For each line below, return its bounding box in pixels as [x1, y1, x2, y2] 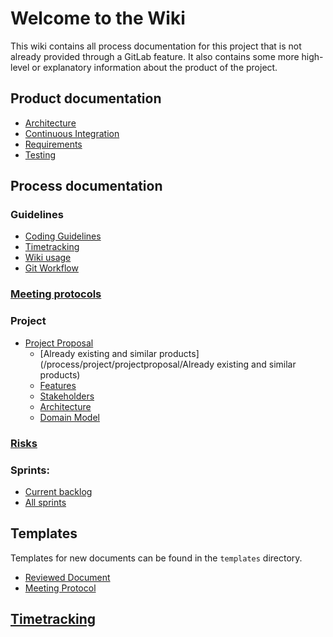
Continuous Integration [24, 127, 120, 139]
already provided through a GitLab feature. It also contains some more [10, 50, 300, 62]
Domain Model [39, 411, 100, 423]
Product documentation [10, 90, 162, 107]
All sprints [24, 496, 67, 508]
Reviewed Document [24, 571, 111, 583]
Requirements [24, 138, 83, 150]
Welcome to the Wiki [10, 7, 186, 30]
